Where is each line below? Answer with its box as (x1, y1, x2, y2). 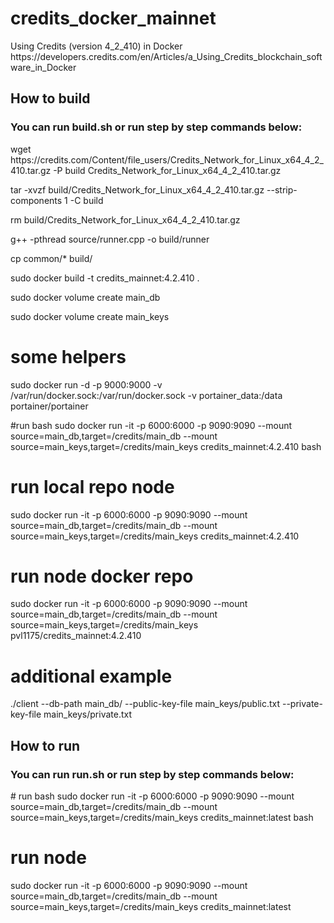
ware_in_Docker (10, 61, 77, 73)
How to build (10, 90, 91, 107)
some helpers (10, 345, 127, 368)
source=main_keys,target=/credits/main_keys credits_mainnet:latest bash (10, 812, 314, 824)
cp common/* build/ (10, 252, 93, 264)
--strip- (266, 183, 298, 196)
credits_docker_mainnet (10, 7, 217, 30)
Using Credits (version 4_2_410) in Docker (10, 40, 183, 52)
